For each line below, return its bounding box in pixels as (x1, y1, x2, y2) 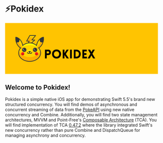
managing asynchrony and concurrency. (5, 132, 86, 138)
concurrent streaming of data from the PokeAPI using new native (5, 107, 135, 112)
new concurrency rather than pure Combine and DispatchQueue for (5, 127, 141, 133)
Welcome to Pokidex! (5, 83, 70, 92)
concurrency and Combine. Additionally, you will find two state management (5, 111, 158, 117)
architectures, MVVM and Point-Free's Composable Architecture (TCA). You (5, 117, 157, 123)
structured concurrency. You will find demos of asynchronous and (5, 101, 137, 107)
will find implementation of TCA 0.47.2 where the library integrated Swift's (5, 122, 153, 128)
